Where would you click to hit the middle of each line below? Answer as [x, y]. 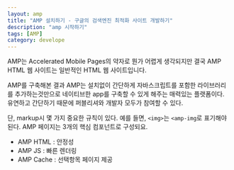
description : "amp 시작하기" [47, 27]
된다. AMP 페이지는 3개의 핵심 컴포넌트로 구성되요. [78, 127]
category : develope [36, 40]
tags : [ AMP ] [25, 34]
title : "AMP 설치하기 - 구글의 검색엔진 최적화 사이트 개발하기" [90, 21]
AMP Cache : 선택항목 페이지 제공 [65, 159]
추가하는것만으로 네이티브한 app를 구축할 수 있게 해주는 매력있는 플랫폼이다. [119, 94]
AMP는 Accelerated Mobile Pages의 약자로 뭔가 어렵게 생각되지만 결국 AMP [115, 62]
